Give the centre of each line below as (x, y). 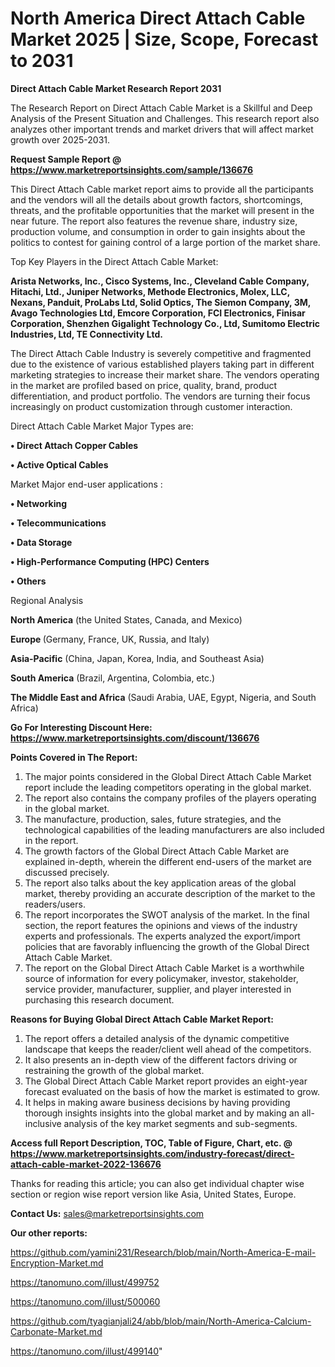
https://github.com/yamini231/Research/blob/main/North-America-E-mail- (163, 1252)
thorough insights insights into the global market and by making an (162, 1113)
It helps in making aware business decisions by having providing (157, 1102)
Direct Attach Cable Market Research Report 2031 (116, 88)
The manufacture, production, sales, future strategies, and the (153, 819)
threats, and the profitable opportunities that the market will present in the (162, 210)
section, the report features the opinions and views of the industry (161, 925)
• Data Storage (41, 542)
